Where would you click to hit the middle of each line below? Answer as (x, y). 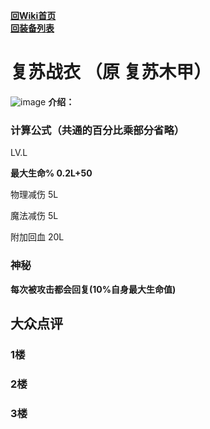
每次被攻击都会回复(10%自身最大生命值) (93, 289)
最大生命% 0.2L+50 (51, 173)
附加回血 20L (37, 237)
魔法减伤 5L (34, 216)
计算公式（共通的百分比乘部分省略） (97, 130)
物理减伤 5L (34, 195)
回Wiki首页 (33, 15)
